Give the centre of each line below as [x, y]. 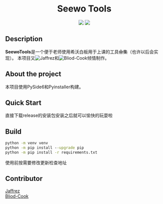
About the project [33, 74]
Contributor [24, 179]
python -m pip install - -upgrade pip [45, 148]
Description [24, 39]
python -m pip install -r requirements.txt [51, 152]
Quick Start [23, 103]
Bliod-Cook [17, 196]
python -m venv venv [27, 143]
